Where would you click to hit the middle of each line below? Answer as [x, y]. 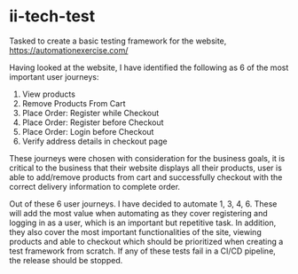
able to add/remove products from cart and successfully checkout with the [146, 177]
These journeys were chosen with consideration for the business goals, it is [147, 158]
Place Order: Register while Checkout [90, 113]
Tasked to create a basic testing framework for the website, [118, 41]
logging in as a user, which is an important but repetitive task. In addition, [143, 223]
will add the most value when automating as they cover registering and [138, 213]
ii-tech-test [52, 16]
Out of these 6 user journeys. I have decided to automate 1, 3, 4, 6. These [143, 204]
